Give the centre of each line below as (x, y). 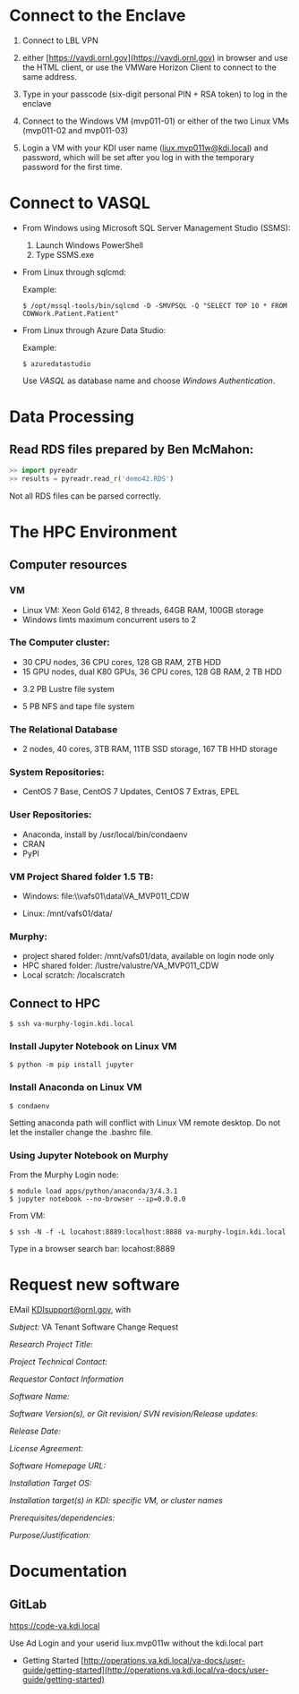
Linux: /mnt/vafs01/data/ (67, 913)
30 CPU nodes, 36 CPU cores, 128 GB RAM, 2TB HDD (122, 662)
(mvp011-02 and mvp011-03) (75, 130)
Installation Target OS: (51, 1483)
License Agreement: (46, 1448)
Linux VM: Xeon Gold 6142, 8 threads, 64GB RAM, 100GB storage (143, 610)
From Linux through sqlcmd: (74, 272)
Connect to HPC (55, 1003)
